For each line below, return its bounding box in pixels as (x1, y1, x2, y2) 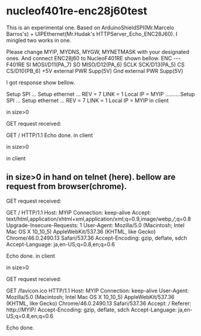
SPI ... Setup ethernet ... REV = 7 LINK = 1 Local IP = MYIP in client (6, 97, 169, 104)
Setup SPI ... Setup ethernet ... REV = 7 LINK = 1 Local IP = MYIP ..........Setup (6, 90, 195, 97)
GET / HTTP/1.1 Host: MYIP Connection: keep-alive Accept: (6, 209, 151, 216)
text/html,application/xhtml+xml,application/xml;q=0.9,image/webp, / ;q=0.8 (6, 215, 191, 222)
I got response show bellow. (6, 79, 75, 86)
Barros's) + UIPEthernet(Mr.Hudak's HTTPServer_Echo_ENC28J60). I (6, 30, 178, 37)
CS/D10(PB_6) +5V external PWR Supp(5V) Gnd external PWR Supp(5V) (6, 67, 184, 74)
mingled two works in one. (6, 36, 72, 44)
